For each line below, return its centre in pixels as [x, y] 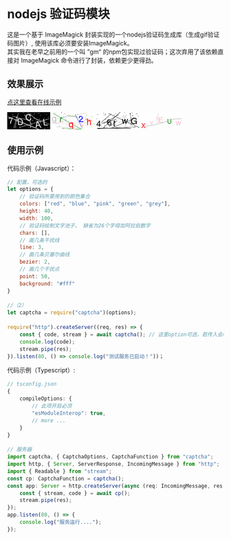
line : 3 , [32, 247]
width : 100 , [36, 218]
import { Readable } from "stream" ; [59, 471]
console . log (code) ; [47, 341]
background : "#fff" [47, 284]
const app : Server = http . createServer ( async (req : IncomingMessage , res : [117, 486]
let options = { [30, 189]
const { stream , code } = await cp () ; [75, 493]
